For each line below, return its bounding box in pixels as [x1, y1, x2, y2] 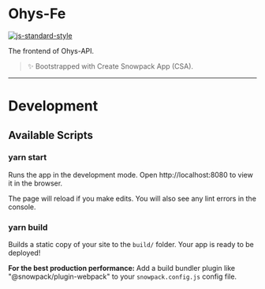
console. [8, 202, 37, 212]
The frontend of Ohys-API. [8, 46, 95, 55]
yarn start [8, 152, 47, 163]
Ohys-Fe [8, 5, 66, 23]
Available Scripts [8, 128, 93, 142]
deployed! [8, 248, 41, 257]
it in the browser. [8, 178, 63, 188]
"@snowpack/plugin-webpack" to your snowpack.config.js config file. [8, 272, 237, 281]
